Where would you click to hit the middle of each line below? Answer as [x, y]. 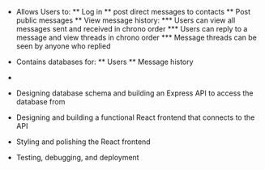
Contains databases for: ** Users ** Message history [105, 62]
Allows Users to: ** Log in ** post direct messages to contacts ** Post [133, 12]
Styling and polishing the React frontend [83, 142]
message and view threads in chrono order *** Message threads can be [137, 37]
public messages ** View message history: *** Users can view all [126, 20]
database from [41, 102]
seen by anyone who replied [63, 46]
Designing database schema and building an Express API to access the [135, 93]
